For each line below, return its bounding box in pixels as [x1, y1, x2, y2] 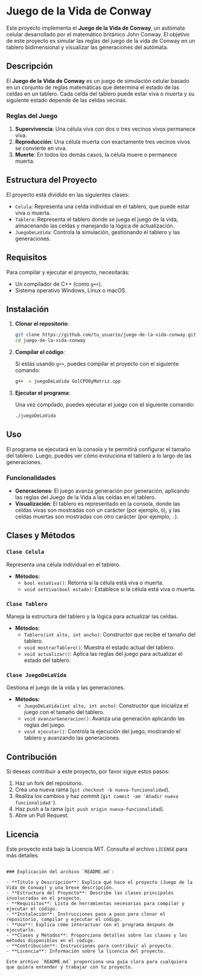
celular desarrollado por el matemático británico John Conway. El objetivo [6, 30, 190, 38]
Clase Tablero [6, 600, 48, 608]
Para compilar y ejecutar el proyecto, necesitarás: [6, 268, 130, 276]
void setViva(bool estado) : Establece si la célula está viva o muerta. [24, 585, 196, 592]
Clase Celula [6, 549, 45, 555]
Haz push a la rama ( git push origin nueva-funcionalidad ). [14, 805, 165, 813]
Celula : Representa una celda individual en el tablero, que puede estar [14, 203, 190, 210]
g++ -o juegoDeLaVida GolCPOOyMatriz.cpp [14, 378, 121, 385]
